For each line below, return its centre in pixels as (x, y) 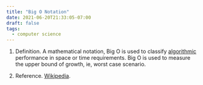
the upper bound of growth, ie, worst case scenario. (80, 65)
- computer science (37, 34)
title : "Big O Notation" (38, 12)
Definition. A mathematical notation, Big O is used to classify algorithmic (106, 51)
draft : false (23, 23)
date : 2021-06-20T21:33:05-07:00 (49, 17)
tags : (13, 29)
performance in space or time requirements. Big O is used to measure (103, 58)
